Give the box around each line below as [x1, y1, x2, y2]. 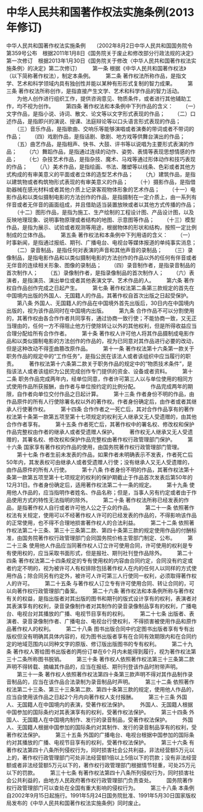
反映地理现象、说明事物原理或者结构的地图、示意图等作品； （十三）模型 [6, 216, 196, 223]
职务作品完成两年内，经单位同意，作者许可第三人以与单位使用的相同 [18, 375, 188, 382]
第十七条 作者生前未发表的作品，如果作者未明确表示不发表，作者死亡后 [16, 451, 193, 458]
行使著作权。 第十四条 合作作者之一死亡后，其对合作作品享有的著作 [16, 405, 195, 413]
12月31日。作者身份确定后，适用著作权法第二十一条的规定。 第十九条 [6, 481, 188, 488]
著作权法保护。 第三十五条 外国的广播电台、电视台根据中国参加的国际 [6, 731, 189, 738]
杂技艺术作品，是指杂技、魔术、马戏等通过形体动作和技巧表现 [42, 155, 196, 162]
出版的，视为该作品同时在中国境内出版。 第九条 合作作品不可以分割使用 [6, 307, 195, 314]
